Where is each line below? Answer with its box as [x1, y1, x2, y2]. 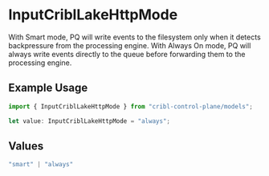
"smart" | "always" [8, 161, 74, 169]
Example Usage [8, 81, 88, 95]
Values [8, 139, 44, 153]
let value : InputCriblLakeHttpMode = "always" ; [8, 117, 171, 125]
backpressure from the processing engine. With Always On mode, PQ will [8, 40, 251, 50]
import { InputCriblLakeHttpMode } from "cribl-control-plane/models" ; [8, 102, 253, 110]
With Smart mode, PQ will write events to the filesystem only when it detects [8, 32, 261, 42]
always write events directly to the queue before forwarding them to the [8, 49, 246, 59]
